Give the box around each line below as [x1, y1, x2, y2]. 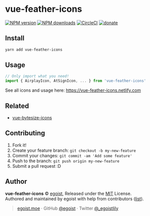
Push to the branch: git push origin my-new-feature [12, 158, 120, 164]
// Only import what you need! [5, 74, 69, 79]
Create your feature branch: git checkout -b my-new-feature [12, 147, 136, 153]
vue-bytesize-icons [12, 115, 52, 120]
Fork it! [12, 142, 27, 148]
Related [5, 102, 30, 110]
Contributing [5, 129, 45, 138]
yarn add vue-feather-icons [5, 47, 63, 52]
